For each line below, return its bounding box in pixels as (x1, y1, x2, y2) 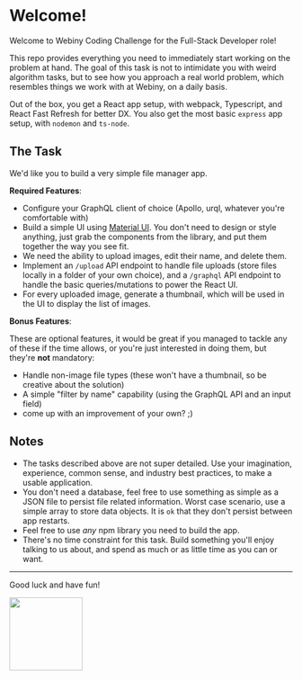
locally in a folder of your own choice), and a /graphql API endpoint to (22, 269, 281, 280)
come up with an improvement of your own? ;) (22, 407, 193, 418)
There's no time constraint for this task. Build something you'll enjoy (22, 534, 275, 545)
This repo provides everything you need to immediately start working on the (9, 52, 290, 63)
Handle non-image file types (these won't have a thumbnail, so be (22, 370, 267, 380)
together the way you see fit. (22, 240, 129, 252)
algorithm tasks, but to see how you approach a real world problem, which (9, 71, 285, 82)
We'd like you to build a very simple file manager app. (9, 167, 209, 178)
